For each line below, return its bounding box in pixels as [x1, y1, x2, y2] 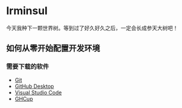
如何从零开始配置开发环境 [6, 43, 100, 54]
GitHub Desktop [14, 83, 55, 90]
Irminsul [6, 4, 48, 18]
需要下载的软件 [6, 63, 49, 71]
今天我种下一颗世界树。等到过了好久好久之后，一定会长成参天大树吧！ [6, 24, 178, 31]
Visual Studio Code [14, 89, 62, 96]
